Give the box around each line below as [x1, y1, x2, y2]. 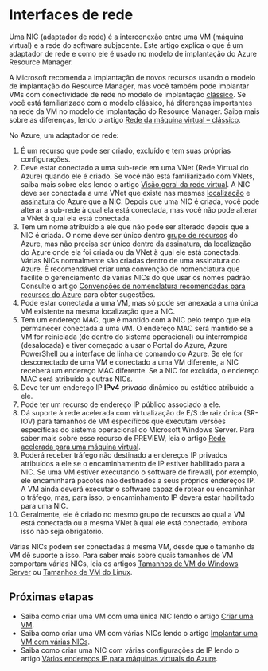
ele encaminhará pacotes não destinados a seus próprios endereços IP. [20, 475, 256, 485]
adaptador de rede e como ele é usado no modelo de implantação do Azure [9, 49, 258, 58]
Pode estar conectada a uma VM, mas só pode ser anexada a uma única [20, 298, 258, 307]
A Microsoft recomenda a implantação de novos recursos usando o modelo [9, 72, 256, 82]
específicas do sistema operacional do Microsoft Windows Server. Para [20, 424, 255, 435]
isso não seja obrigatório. [20, 526, 104, 536]
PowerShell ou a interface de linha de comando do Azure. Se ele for [20, 349, 243, 358]
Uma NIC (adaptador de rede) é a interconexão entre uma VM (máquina [9, 32, 243, 41]
